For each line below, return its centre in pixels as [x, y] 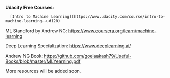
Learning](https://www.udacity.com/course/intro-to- [108, 17]
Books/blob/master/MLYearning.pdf [43, 61]
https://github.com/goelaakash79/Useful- [88, 56]
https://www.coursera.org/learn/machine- [112, 31]
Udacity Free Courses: [30, 7]
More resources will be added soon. [43, 71]
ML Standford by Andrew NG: [36, 31]
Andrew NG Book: [24, 56]
